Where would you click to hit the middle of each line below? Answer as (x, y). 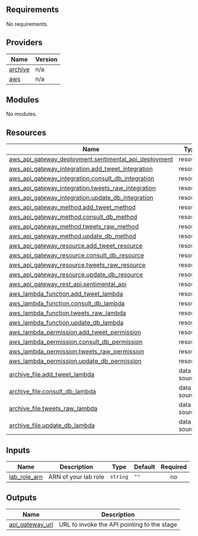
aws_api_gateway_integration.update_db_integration (81, 198)
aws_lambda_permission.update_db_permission (75, 361)
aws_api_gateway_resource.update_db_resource (76, 275)
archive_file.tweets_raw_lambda (53, 409)
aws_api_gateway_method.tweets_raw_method (74, 227)
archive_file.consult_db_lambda (52, 392)
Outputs (22, 498)
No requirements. (27, 24)
